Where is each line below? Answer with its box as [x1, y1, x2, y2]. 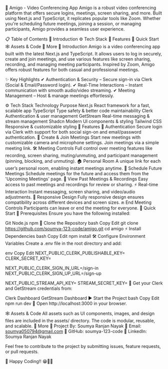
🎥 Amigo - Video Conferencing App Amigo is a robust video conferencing [5, 5, 156, 11]
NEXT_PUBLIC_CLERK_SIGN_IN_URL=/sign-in [5, 265, 99, 271]
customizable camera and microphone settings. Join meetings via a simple [5, 140, 159, 145]
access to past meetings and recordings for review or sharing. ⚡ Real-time [5, 182, 158, 187]
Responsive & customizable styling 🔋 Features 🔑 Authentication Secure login [5, 124, 162, 130]
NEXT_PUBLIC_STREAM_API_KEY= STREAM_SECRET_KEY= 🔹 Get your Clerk [5, 280, 163, 286]
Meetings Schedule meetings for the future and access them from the [5, 171, 149, 176]
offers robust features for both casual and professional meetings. [5, 67, 139, 73]
